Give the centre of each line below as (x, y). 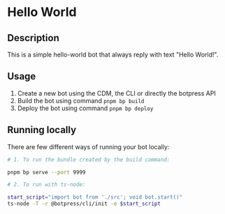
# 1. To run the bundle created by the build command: (89, 160)
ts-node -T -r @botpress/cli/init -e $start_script (84, 204)
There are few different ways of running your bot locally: (88, 146)
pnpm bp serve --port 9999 (46, 172)
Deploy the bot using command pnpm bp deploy (85, 108)
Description (33, 38)
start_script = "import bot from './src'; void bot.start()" (95, 197)
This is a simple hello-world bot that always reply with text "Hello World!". (113, 54)
